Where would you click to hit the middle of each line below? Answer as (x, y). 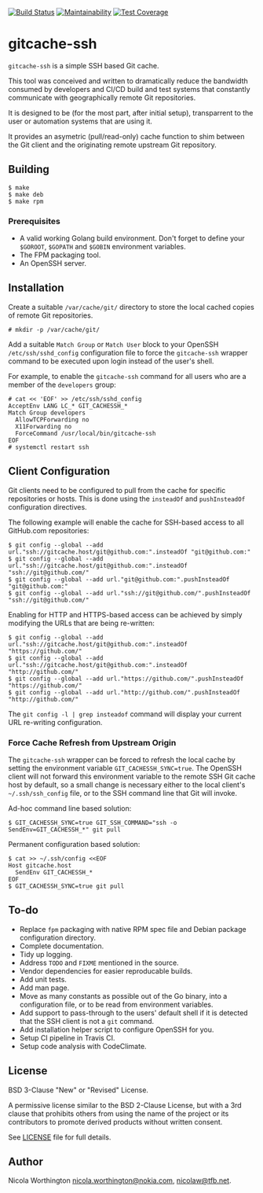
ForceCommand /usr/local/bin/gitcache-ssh (86, 433)
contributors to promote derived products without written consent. (115, 1121)
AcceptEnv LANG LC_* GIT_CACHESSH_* (68, 406)
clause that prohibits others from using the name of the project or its (119, 1114)
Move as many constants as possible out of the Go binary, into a (123, 996)
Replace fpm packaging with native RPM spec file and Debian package (133, 929)
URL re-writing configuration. (55, 722)
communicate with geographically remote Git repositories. (102, 98)
